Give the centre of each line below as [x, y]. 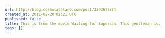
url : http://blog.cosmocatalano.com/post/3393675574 [61, 10]
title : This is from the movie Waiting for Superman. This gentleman [79, 23]
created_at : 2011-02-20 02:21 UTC [41, 14]
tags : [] [14, 28]
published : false [23, 19]
